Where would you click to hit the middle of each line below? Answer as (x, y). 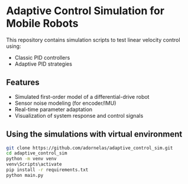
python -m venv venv (32, 159)
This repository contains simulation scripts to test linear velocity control (93, 40)
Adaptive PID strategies (43, 64)
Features (23, 83)
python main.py (25, 175)
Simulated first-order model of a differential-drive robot (82, 96)
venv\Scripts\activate (34, 164)
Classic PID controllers (42, 57)
